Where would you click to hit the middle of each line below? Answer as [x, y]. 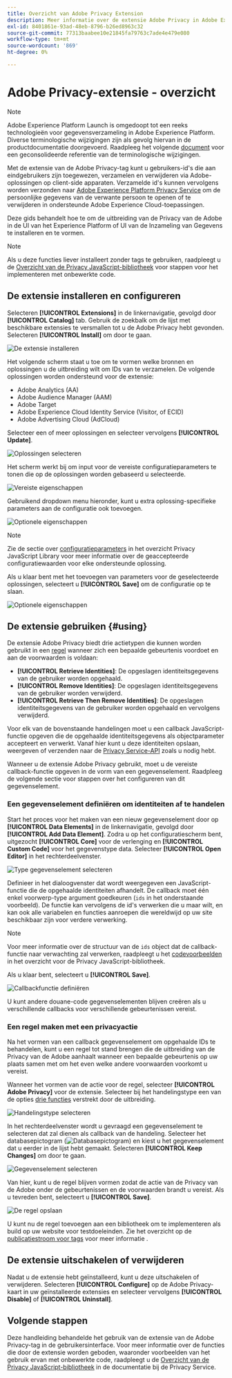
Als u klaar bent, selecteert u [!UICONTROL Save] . [79, 974]
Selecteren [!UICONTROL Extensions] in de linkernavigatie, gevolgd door [112, 313]
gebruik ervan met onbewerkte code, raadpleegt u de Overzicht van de [108, 1359]
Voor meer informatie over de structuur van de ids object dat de [98, 946]
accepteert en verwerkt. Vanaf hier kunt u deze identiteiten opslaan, [104, 743]
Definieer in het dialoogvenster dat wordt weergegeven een [92, 882]
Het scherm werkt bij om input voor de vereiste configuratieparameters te [112, 466]
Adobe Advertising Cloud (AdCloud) [68, 419]
